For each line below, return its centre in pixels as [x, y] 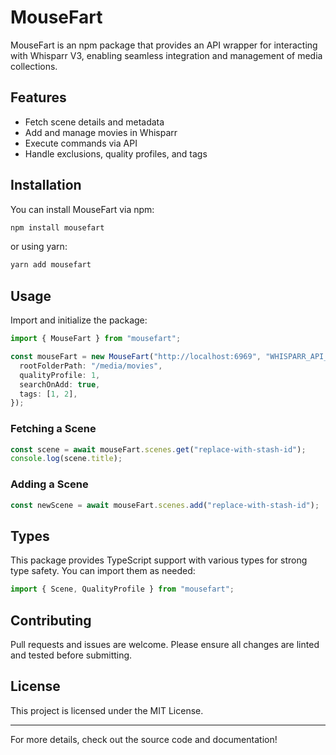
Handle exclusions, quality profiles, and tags [116, 153]
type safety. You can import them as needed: [103, 571]
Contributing [51, 620]
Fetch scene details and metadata [94, 122]
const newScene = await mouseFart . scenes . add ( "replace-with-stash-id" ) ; [165, 505]
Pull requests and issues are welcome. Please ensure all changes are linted [165, 644]
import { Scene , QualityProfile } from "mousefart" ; [122, 589]
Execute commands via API [81, 143]
